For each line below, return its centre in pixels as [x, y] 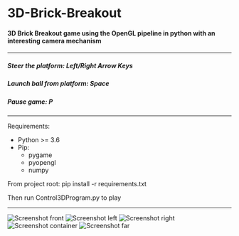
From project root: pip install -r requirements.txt [77, 184]
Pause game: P [30, 102]
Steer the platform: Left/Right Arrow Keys [70, 65]
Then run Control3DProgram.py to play [64, 198]
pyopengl [42, 163]
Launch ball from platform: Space [58, 84]
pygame [40, 155]
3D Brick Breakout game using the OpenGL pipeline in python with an [111, 33]
